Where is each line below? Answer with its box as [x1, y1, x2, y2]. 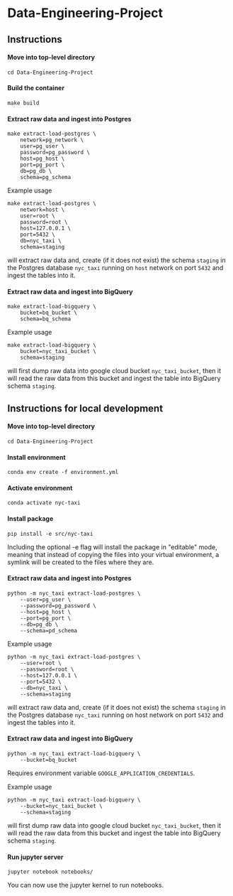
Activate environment [7, 483, 73, 492]
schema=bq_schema [20, 315, 72, 323]
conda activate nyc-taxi [7, 500, 81, 507]
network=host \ [20, 206, 65, 214]
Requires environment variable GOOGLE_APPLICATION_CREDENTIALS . [7, 769, 195, 777]
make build [7, 99, 40, 107]
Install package [7, 514, 54, 523]
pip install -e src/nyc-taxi [7, 530, 93, 537]
